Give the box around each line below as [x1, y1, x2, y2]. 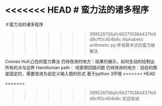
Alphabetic [122, 36, 144, 42]
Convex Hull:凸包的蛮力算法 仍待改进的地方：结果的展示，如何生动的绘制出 [5, 58, 155, 64]
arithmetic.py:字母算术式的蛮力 [89, 42, 151, 48]
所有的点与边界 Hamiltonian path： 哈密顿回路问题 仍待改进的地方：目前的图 [5, 64, 158, 71]
